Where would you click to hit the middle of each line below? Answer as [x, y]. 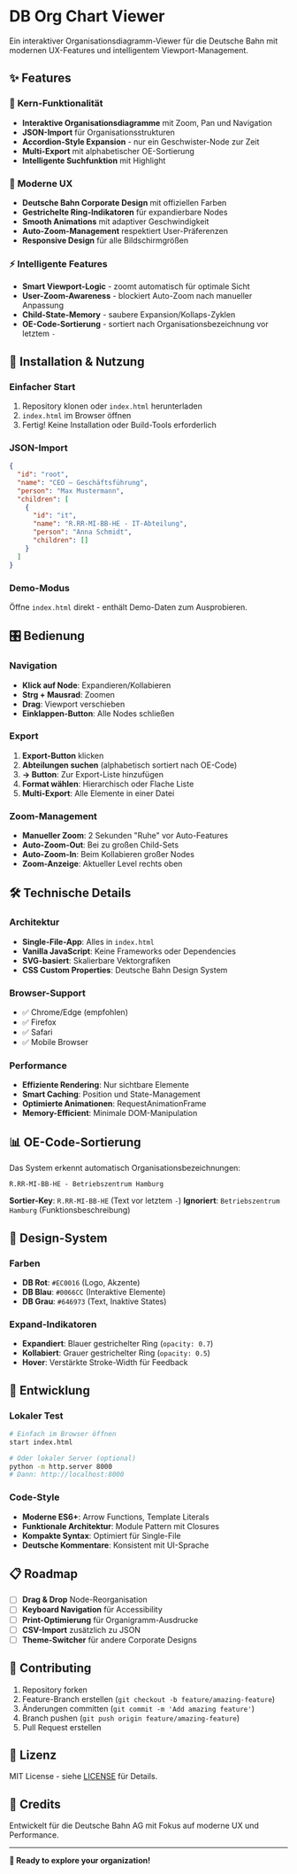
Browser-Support [47, 993]
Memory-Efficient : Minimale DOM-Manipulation [110, 1113]
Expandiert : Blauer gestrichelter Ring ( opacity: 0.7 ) [118, 1344]
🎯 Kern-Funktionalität [56, 104]
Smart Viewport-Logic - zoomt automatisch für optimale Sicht [136, 286]
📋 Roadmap [43, 1574]
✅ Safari [37, 1032]
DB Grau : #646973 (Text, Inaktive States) [94, 1301]
